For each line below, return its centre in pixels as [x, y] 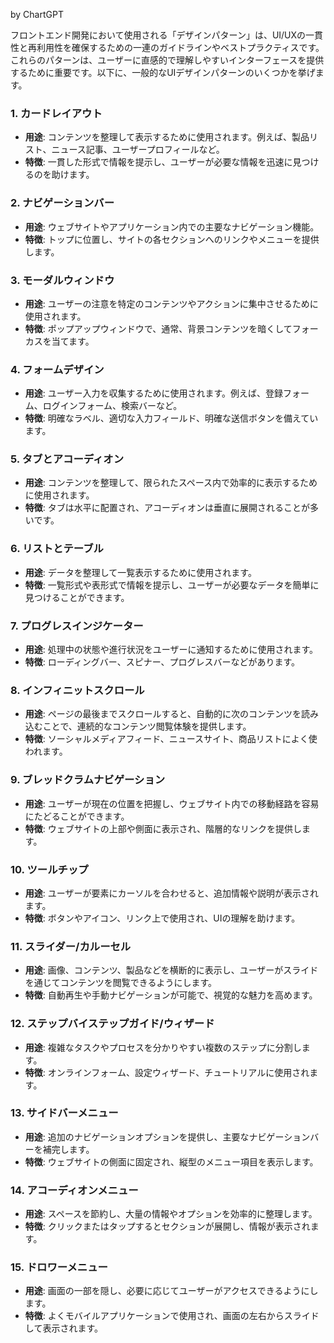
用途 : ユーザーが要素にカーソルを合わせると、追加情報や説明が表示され [171, 893]
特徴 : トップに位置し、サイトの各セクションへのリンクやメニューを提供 [172, 239]
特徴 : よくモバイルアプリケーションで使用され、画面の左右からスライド [172, 1316]
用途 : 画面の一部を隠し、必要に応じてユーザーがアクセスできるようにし [171, 1291]
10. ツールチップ [49, 869]
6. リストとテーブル [57, 549]
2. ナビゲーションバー [62, 203]
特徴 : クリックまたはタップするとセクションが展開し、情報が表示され [167, 1226]
